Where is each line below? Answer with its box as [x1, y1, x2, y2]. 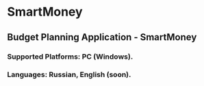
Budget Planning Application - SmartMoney [7, 31, 197, 43]
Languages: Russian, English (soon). [7, 70, 131, 79]
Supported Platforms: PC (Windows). [7, 52, 133, 61]
